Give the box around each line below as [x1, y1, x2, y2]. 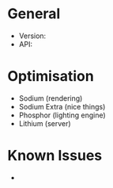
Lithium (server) [18, 118, 72, 128]
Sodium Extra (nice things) [18, 102, 106, 111]
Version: [18, 31, 47, 40]
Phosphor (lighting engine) [18, 110, 106, 120]
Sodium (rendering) [18, 93, 83, 103]
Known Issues [7, 147, 103, 165]
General [7, 5, 61, 23]
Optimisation [7, 67, 94, 86]
